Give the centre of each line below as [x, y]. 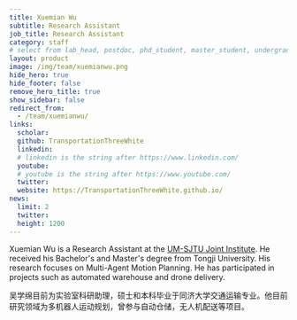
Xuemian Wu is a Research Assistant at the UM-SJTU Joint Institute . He [140, 248]
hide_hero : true [39, 75]
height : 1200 [41, 223]
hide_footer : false [45, 83]
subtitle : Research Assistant [65, 26]
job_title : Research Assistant [67, 34]
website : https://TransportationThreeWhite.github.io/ [120, 191]
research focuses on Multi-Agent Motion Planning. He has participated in [142, 268]
